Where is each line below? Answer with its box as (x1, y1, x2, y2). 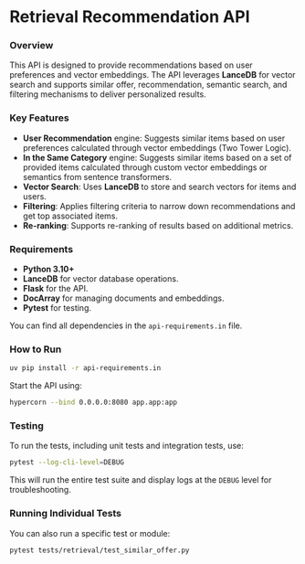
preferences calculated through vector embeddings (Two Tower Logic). (22, 142, 292, 153)
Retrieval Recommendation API (9, 6, 250, 27)
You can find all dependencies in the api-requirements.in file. (9, 320, 243, 331)
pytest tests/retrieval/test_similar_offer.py (9, 546, 190, 555)
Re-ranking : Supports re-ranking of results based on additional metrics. (22, 219, 294, 230)
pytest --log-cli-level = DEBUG (9, 458, 125, 467)
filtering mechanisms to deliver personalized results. (9, 89, 207, 100)
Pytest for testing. (22, 303, 92, 314)
